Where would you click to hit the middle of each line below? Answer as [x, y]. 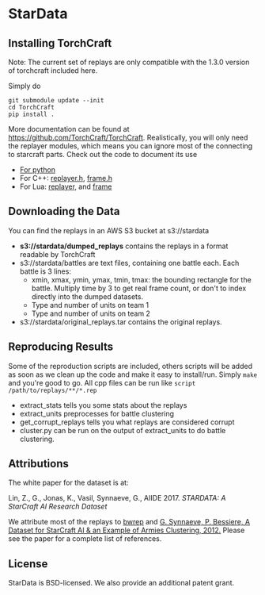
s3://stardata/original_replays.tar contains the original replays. [121, 321]
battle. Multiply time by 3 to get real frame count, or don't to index [139, 288]
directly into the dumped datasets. [87, 296]
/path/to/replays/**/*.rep [53, 390]
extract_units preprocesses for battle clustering [97, 413]
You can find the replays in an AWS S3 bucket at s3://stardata [109, 230]
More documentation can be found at [69, 129]
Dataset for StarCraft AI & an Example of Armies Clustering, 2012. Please [127, 530]
